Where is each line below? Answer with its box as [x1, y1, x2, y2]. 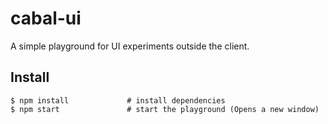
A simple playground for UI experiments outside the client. [10, 40, 250, 52]
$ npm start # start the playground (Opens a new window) [10, 104, 320, 114]
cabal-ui [10, 7, 82, 30]
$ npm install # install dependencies [10, 95, 226, 106]
